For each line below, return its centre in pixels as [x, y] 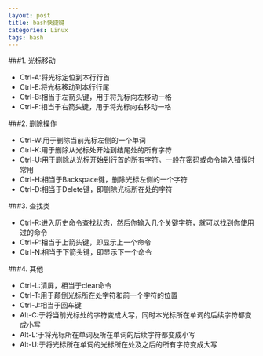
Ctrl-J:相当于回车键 [51, 305]
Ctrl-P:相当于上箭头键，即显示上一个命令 [85, 242]
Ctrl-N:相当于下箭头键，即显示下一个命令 [86, 252]
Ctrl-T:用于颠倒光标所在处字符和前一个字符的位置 [99, 295]
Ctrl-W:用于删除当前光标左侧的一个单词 [83, 140]
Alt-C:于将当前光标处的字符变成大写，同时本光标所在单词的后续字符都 [132, 315]
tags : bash [26, 37]
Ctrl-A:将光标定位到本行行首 [65, 77]
